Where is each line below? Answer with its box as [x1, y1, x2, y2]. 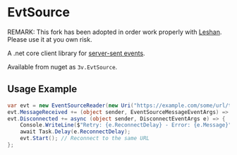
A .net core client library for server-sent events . [7, 49, 146, 57]
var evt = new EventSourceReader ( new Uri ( [7, 102, 134, 109]
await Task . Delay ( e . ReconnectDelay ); [20, 128, 131, 135]
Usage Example [7, 83, 78, 96]
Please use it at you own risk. [7, 35, 92, 43]
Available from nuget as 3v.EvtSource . [7, 62, 118, 71]
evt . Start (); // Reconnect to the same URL [20, 135, 150, 142]
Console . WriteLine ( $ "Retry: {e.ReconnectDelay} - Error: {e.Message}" [20, 122, 232, 129]
